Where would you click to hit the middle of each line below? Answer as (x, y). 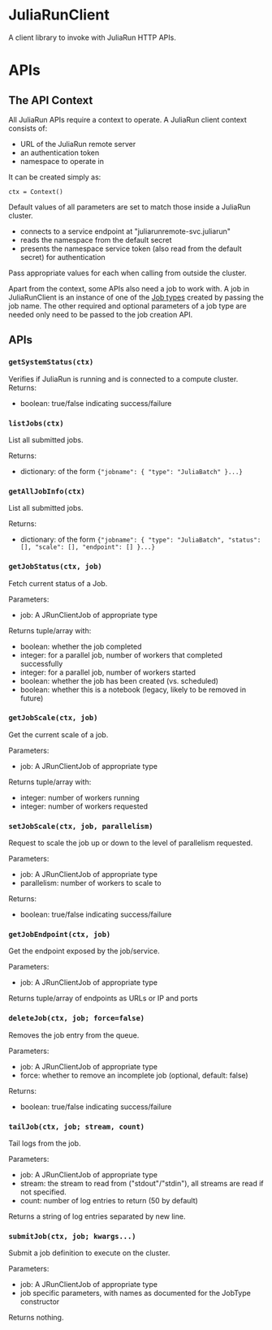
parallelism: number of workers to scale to (91, 883)
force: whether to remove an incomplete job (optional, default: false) (134, 1075)
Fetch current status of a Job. (58, 583)
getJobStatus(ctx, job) (56, 567)
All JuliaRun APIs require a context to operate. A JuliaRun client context (128, 119)
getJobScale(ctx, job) (53, 718)
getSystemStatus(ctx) (51, 362)
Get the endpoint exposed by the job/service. (84, 951)
